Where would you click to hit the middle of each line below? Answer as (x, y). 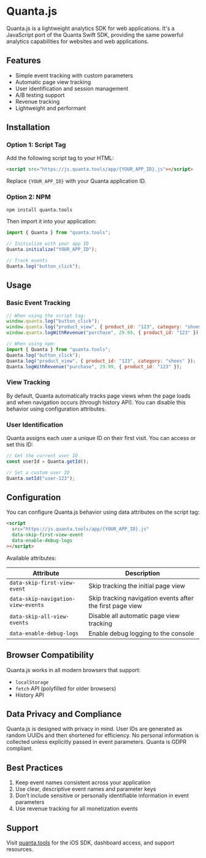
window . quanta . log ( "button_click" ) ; (53, 321)
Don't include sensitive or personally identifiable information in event (102, 795)
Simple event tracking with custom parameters (74, 75)
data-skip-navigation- (42, 599)
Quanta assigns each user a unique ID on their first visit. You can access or (101, 438)
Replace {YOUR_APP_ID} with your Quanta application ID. (76, 181)
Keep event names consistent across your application (83, 783)
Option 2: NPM (29, 197)
